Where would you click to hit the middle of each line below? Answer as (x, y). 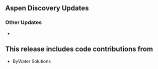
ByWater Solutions (32, 61)
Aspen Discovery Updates (47, 8)
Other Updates (23, 22)
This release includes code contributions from (79, 49)
